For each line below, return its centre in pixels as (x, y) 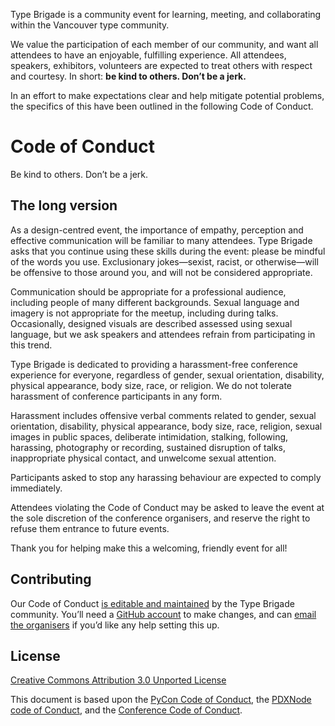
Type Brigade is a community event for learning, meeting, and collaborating (166, 14)
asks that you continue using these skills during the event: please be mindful (168, 251)
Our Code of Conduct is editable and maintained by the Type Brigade (152, 603)
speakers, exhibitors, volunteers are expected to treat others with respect (161, 65)
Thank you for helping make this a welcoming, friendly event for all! (149, 548)
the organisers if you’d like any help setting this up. (115, 625)
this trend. (31, 345)
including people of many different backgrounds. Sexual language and (155, 302)
